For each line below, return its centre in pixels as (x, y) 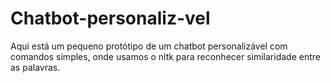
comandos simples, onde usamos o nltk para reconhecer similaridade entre (165, 56)
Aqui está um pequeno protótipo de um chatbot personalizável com (149, 46)
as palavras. (35, 67)
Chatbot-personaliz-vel (110, 18)
